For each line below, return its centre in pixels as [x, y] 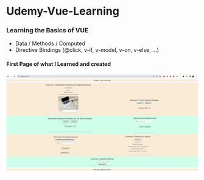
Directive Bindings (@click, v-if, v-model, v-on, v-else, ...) [87, 50]
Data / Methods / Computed [50, 43]
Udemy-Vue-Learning [63, 11]
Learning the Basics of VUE [47, 31]
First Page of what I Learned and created [59, 64]
